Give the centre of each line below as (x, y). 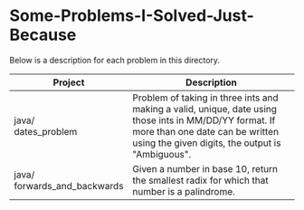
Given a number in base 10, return (205, 168)
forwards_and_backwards (69, 186)
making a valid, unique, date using (205, 109)
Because (43, 35)
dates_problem (46, 131)
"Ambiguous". (162, 154)
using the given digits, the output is (207, 143)
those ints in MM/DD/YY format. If (204, 120)
